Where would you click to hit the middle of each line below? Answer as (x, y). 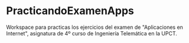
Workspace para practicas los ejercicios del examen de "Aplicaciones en (94, 27)
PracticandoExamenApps (70, 11)
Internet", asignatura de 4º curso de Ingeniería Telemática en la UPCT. (92, 33)
